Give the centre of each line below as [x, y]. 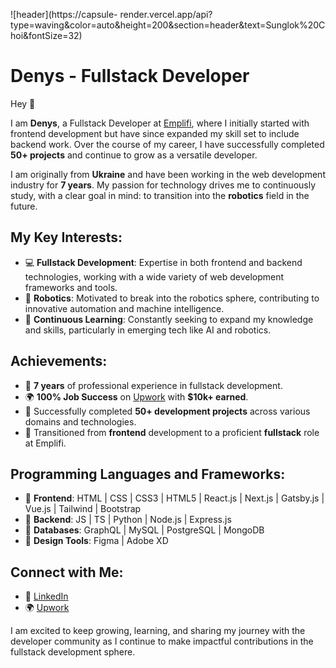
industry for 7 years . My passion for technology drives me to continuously [163, 185]
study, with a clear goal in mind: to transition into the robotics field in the [160, 195]
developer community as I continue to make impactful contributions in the [162, 641]
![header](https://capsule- [64, 14]
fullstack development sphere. [73, 652]
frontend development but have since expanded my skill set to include [155, 133]
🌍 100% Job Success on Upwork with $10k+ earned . [136, 396]
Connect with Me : [67, 572]
